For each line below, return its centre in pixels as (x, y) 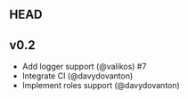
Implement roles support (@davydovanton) (101, 86)
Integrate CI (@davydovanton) (78, 76)
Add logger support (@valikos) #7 (84, 67)
